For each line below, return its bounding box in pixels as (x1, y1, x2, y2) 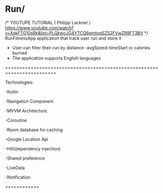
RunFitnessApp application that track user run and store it (5, 35, 121, 41)
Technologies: (5, 79, 34, 85)
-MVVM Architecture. (5, 108, 48, 114)
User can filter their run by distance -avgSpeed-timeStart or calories (12, 45, 150, 50)
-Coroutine (5, 117, 27, 123)
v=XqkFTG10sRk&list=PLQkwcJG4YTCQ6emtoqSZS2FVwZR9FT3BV (5, 30, 143, 36)
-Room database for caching (5, 126, 63, 133)
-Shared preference (5, 155, 45, 161)
